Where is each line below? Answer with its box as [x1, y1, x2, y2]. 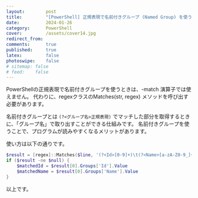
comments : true [6, 42, 57, 48]
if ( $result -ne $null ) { [6, 157, 70, 164]
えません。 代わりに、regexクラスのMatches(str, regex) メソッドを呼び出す [6, 93, 189, 100]
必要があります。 [6, 101, 47, 108]
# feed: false [6, 69, 49, 75]
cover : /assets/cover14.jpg [6, 31, 96, 37]
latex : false [6, 52, 60, 58]
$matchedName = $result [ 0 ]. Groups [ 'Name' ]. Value [16, 169, 138, 174]
